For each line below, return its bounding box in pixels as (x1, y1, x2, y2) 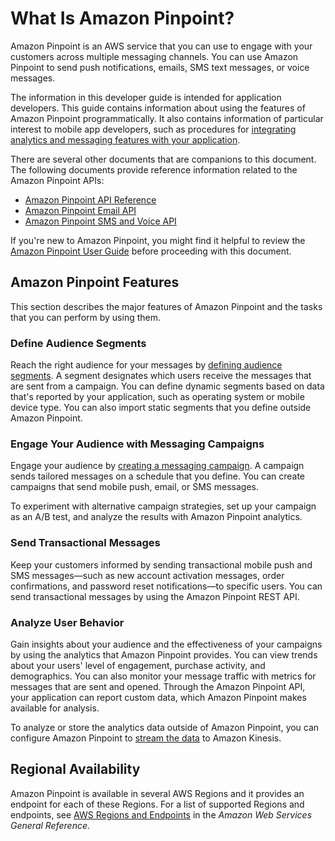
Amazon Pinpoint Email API (24, 204, 137, 216)
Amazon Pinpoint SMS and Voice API (24, 215, 177, 227)
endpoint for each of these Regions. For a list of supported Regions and (10, 798, 305, 810)
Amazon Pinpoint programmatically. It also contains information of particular (10, 112, 324, 124)
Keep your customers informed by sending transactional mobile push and (10, 558, 313, 571)
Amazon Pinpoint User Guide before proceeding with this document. (10, 245, 292, 257)
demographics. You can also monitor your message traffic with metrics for (10, 670, 317, 682)
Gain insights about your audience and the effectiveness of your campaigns (10, 638, 323, 650)
